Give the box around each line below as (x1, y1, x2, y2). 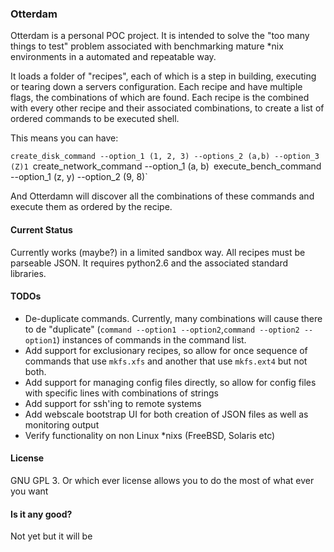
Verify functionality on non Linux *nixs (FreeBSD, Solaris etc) (24, 429, 276, 441)
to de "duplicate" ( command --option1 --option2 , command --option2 (24, 323, 300, 335)
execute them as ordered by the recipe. (10, 201, 173, 213)
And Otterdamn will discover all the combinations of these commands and (10, 190, 315, 202)
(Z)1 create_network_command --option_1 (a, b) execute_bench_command (10, 160, 322, 172)
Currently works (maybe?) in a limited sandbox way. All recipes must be (10, 246, 306, 258)
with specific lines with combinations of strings (24, 387, 219, 399)
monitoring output (24, 418, 100, 431)
